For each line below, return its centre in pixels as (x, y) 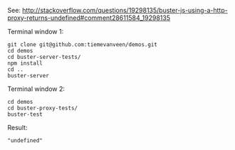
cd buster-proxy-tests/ (43, 108)
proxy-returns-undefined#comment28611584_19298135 (89, 18)
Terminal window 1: (36, 32)
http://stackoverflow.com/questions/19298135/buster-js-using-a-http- (125, 10)
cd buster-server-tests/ (44, 57)
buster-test (25, 114)
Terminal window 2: (36, 89)
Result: (17, 128)
